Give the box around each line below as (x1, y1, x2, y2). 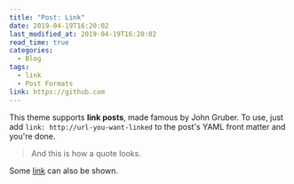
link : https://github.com (9, 87, 105, 96)
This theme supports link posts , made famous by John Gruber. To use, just (9, 112, 284, 123)
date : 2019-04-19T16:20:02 (9, 21, 109, 30)
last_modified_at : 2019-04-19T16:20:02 (9, 29, 157, 38)
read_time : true (9, 37, 69, 47)
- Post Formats (17, 79, 74, 88)
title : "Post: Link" (9, 12, 86, 22)
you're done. (9, 131, 56, 141)
